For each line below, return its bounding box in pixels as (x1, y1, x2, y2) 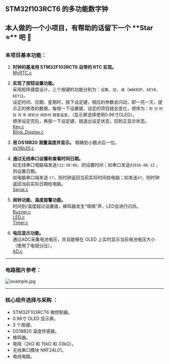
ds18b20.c (12, 145, 34, 151)
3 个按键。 (12, 322, 35, 328)
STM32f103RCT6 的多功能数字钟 (5, 5, 109, 14)
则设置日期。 (12, 168, 39, 174)
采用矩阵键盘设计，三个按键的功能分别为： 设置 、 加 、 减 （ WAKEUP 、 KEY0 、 (12, 86, 160, 92)
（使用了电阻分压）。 (12, 243, 55, 249)
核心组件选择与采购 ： (5, 297, 58, 304)
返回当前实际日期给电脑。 (12, 181, 66, 187)
